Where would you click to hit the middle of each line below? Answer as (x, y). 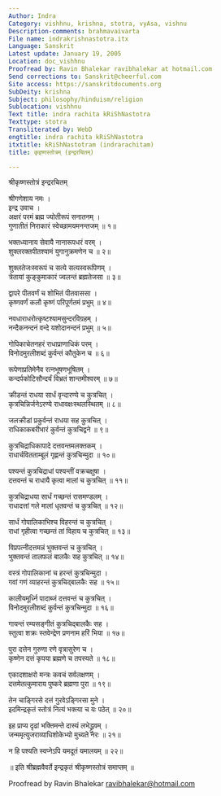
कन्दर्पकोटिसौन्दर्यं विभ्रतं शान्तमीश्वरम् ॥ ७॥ (63, 378)
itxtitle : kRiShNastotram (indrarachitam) (81, 144)
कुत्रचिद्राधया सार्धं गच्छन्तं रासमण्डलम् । (58, 496)
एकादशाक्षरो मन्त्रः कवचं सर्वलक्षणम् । (54, 675)
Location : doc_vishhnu (47, 62)
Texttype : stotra (38, 122)
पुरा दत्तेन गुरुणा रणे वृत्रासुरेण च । (51, 649)
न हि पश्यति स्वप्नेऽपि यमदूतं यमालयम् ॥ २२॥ (66, 751)
